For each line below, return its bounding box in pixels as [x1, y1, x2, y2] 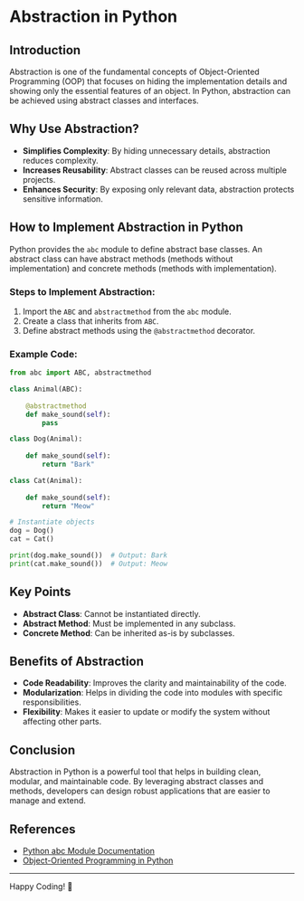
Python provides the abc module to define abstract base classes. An [9, 243, 262, 254]
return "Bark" [42, 460, 95, 469]
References [9, 821, 76, 837]
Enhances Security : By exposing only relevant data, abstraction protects [22, 184, 295, 194]
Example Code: [9, 347, 78, 360]
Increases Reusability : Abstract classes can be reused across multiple [22, 165, 288, 175]
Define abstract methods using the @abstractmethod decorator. [22, 325, 256, 336]
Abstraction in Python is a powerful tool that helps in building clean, [9, 766, 261, 777]
